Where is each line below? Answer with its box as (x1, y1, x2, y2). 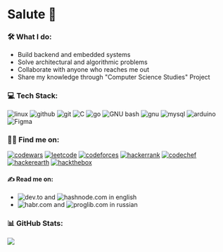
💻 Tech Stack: (7, 91, 58, 101)
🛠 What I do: (7, 32, 52, 42)
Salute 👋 (7, 6, 57, 23)
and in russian (53, 201, 139, 209)
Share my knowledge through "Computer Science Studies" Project (17, 73, 210, 82)
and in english (44, 193, 137, 201)
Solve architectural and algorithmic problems (17, 58, 148, 66)
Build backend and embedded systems (17, 51, 131, 59)
